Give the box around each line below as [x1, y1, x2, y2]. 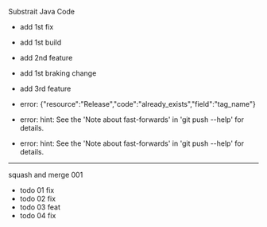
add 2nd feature [19, 53, 73, 62]
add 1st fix [19, 22, 54, 31]
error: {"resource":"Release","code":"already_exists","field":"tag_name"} [19, 100, 257, 108]
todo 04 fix [19, 211, 56, 220]
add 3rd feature [19, 84, 72, 93]
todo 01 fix [19, 186, 55, 194]
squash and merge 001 [8, 170, 83, 179]
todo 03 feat [19, 202, 61, 212]
